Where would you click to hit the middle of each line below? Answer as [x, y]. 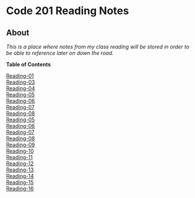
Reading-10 [20, 151]
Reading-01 [20, 76]
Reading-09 [21, 145]
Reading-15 [20, 182]
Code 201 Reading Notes [68, 11]
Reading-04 [21, 88]
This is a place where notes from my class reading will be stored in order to [98, 47]
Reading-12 [20, 164]
